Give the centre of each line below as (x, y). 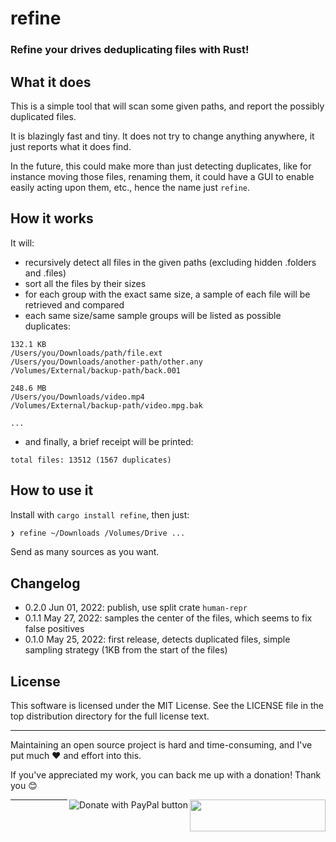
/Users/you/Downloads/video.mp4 (77, 397)
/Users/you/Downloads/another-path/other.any (106, 362)
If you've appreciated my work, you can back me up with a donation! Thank (166, 775)
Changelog (45, 583)
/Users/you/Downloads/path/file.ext (86, 353)
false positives (54, 629)
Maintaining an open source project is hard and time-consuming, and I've (161, 745)
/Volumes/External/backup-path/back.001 (96, 370)
